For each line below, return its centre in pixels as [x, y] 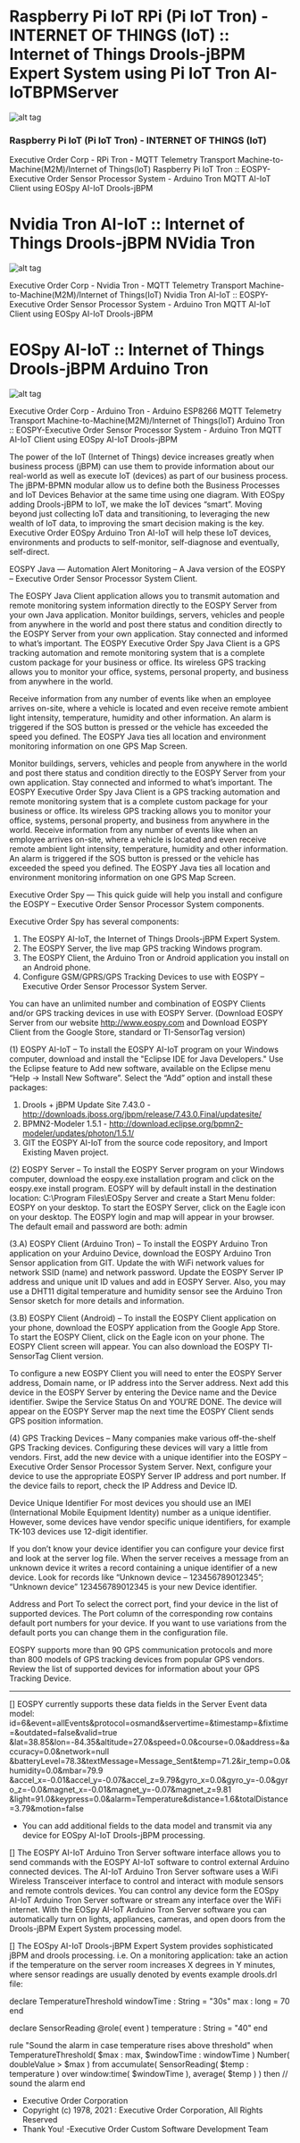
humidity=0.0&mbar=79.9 [56, 1770]
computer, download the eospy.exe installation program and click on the [142, 1179]
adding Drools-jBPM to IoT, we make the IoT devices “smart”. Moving [136, 504]
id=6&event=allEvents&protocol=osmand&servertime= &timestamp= [134, 1723]
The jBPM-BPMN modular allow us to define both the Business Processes [145, 485]
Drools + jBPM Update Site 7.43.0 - [87, 1105]
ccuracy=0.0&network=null [59, 1752]
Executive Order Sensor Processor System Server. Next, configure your [141, 1466]
